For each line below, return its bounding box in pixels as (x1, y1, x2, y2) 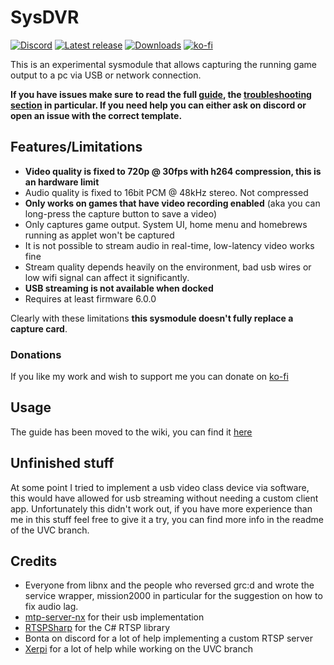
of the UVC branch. (10, 524, 90, 536)
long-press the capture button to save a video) (24, 207, 218, 220)
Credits (10, 553, 58, 570)
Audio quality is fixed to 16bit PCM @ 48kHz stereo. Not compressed (24, 186, 309, 198)
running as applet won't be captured (24, 229, 175, 241)
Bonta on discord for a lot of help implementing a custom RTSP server (24, 632, 314, 645)
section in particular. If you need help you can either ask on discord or (10, 99, 307, 111)
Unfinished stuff (10, 455, 115, 472)
